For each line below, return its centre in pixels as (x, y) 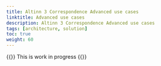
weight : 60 (20, 40)
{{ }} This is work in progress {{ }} (47, 57)
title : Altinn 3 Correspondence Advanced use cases (72, 12)
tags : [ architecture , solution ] (47, 28)
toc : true (19, 34)
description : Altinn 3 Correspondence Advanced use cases (80, 23)
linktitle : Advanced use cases (46, 17)
